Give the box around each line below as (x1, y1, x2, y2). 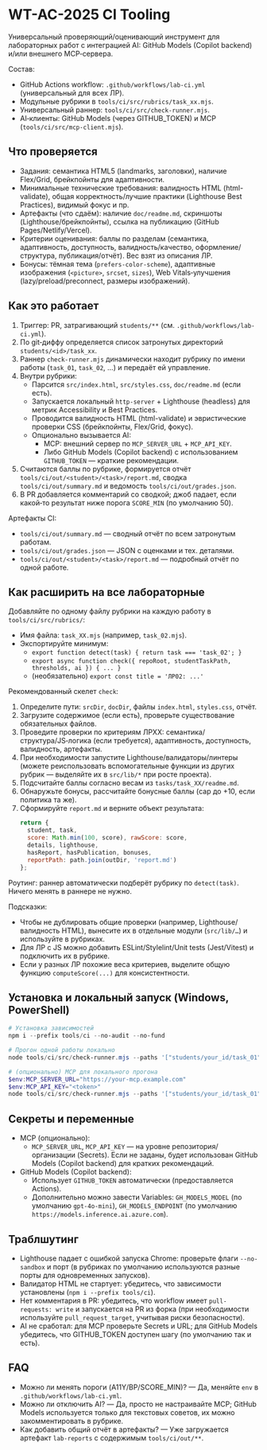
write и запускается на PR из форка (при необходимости (55, 1304, 250, 1314)
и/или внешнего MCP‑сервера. (8, 49, 114, 58)
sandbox (19, 1263, 45, 1271)
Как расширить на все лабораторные (8, 585, 205, 598)
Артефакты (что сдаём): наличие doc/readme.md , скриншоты (19, 209, 222, 218)
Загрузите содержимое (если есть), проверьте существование (19, 711, 235, 720)
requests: (19, 1305, 53, 1314)
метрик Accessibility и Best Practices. (31, 404, 158, 415)
